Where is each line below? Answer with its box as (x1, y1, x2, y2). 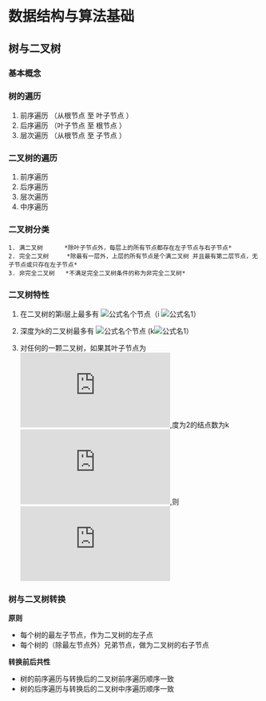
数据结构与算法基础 (8, 7, 135, 26)
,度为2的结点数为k (169, 420, 230, 430)
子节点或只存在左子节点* (8, 261, 77, 269)
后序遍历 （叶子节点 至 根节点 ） (19, 121, 126, 130)
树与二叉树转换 (8, 593, 66, 604)
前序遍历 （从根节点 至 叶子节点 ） (19, 110, 133, 120)
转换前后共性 (8, 656, 50, 667)
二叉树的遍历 (8, 152, 58, 164)
